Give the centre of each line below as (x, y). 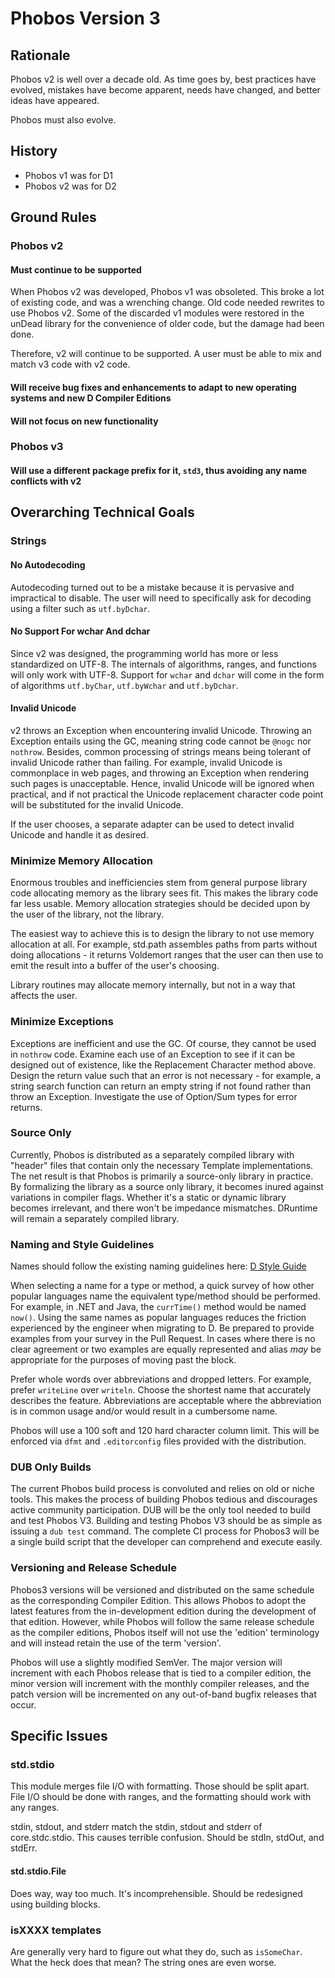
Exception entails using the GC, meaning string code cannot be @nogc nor (161, 741)
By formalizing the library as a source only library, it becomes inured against (167, 1186)
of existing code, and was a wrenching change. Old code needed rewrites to (167, 303)
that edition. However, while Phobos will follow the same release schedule (162, 1621)
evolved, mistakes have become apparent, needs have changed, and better (165, 90)
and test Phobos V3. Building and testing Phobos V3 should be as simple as (166, 1521)
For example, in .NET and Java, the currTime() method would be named (158, 1307)
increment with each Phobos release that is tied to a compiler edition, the (161, 1673)
